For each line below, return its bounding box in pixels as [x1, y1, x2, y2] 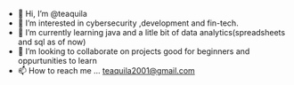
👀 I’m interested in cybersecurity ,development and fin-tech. [17, 18, 239, 28]
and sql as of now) [17, 36, 86, 47]
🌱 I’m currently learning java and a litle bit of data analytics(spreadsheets [17, 27, 286, 37]
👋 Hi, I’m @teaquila [17, 9, 87, 19]
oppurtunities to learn [17, 56, 98, 66]
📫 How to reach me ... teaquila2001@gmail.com [17, 66, 196, 75]
